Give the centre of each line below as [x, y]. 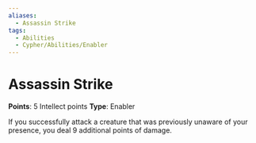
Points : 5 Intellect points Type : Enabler [72, 106]
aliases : [23, 15]
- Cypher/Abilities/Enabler [62, 45]
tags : [17, 30]
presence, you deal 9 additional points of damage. [90, 130]
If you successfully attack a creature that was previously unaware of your [128, 122]
